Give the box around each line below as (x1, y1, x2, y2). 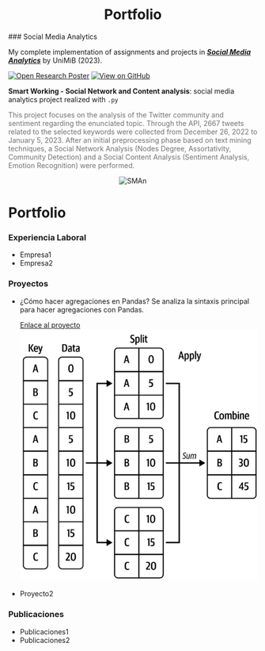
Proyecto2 (19, 589, 54, 599)
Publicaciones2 (19, 635, 70, 645)
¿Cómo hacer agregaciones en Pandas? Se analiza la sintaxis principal (19, 296, 250, 306)
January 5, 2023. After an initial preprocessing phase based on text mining (8, 135, 252, 144)
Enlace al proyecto (19, 320, 81, 330)
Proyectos (8, 278, 49, 289)
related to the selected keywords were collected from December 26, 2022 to (8, 127, 258, 136)
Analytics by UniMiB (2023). (8, 56, 103, 65)
